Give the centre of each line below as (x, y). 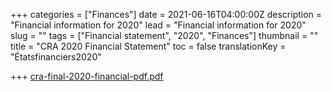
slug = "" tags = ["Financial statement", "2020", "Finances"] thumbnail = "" (164, 35)
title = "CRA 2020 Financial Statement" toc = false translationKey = (148, 46)
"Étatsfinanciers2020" (56, 57)
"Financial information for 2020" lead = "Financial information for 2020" (158, 25)
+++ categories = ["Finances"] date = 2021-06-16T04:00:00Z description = (166, 14)
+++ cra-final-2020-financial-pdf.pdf (87, 76)
